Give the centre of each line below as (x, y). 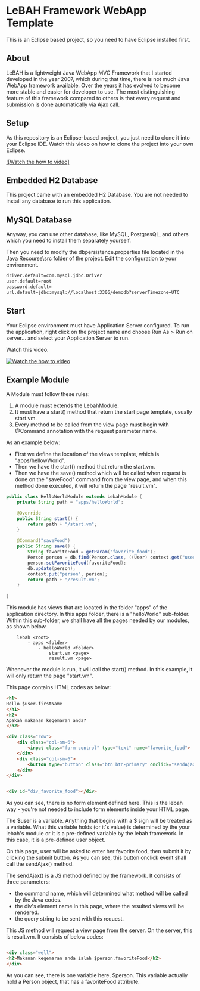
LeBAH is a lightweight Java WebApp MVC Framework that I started (89, 73)
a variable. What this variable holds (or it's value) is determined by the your (98, 827)
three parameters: (28, 882)
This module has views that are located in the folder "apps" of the (87, 608)
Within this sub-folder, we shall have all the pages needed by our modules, (98, 620)
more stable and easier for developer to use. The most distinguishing (91, 92)
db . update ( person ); (52, 568)
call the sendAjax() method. (40, 864)
